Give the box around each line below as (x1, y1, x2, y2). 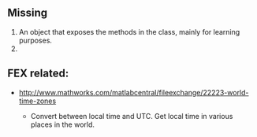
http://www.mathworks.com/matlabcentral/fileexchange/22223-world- (18, 87, 249, 97)
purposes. (18, 35, 53, 45)
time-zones (18, 96, 57, 106)
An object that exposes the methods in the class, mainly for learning (18, 27, 240, 36)
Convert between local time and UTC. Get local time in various (30, 111, 233, 120)
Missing (7, 6, 48, 20)
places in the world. (30, 120, 95, 129)
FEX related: (7, 67, 69, 80)
